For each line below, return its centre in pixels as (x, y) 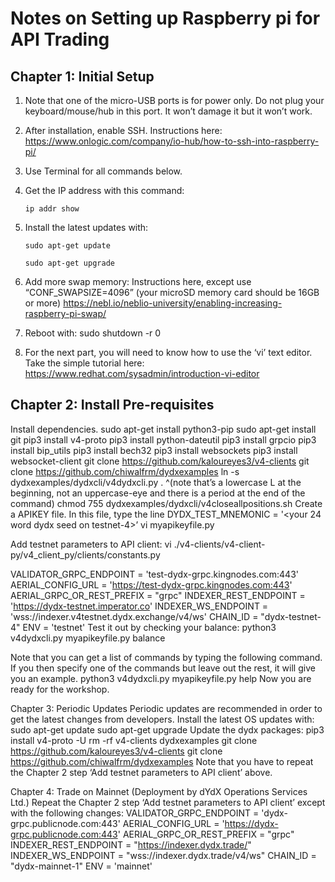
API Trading (60, 39)
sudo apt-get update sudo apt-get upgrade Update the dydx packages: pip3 (167, 729)
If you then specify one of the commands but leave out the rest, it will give (163, 668)
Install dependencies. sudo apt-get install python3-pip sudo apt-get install (163, 429)
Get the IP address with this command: (104, 190)
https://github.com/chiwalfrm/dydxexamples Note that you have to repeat (162, 761)
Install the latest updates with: (86, 227)
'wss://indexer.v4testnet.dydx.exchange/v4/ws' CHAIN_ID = (134, 616)
